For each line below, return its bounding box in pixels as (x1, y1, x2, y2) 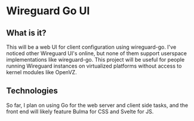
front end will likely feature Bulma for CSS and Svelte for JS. (6, 108, 154, 115)
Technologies (6, 86, 58, 96)
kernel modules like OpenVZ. (6, 69, 77, 75)
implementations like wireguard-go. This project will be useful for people (6, 56, 185, 63)
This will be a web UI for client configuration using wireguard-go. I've (6, 43, 177, 50)
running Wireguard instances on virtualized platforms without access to (6, 62, 182, 69)
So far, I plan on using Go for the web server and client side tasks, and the (6, 101, 189, 109)
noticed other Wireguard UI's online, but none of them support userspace (6, 50, 187, 57)
